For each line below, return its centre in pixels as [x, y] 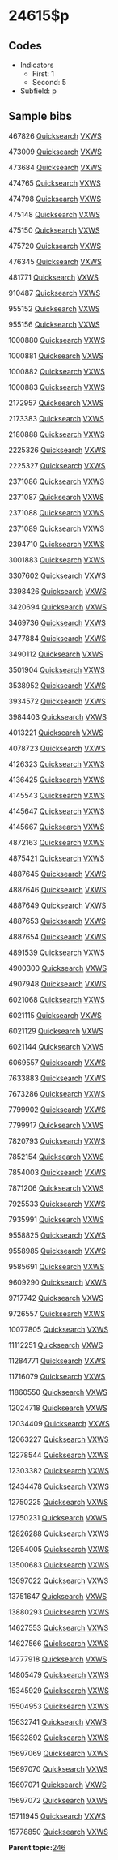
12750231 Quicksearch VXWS [58, 1517]
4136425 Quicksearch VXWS [57, 780]
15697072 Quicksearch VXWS [58, 1800]
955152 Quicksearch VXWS [54, 308]
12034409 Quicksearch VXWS [59, 1423]
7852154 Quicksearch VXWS [57, 1157]
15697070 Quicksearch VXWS [58, 1768]
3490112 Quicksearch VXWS [56, 654]
